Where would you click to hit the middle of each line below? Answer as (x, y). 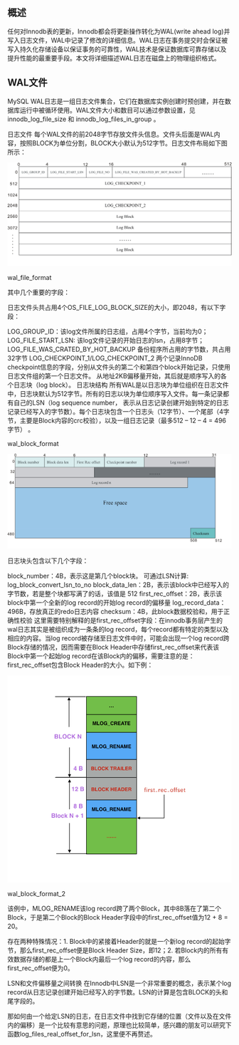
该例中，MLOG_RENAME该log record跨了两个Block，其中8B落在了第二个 (115, 909)
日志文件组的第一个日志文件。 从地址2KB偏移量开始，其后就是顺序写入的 (114, 376)
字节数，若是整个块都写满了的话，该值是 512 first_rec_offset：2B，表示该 (115, 593)
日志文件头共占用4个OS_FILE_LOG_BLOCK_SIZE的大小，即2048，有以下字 (117, 308)
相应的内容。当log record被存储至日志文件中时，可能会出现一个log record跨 (118, 638)
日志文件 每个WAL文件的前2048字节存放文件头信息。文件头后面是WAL (111, 134)
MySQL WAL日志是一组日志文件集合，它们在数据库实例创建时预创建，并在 (116, 101)
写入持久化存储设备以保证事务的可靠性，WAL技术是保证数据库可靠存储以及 (117, 49)
